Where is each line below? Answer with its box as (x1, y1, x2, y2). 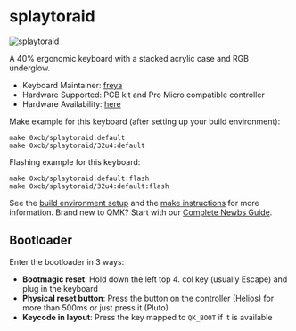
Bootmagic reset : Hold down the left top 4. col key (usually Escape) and (21, 274, 288, 285)
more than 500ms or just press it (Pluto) (21, 302, 169, 313)
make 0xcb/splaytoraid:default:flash (9, 174, 150, 183)
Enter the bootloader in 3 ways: (9, 256, 125, 267)
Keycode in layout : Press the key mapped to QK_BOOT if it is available (21, 311, 273, 322)
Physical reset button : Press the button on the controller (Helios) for (21, 293, 275, 303)
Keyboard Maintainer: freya (21, 79, 123, 90)
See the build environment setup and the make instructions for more (9, 197, 260, 208)
